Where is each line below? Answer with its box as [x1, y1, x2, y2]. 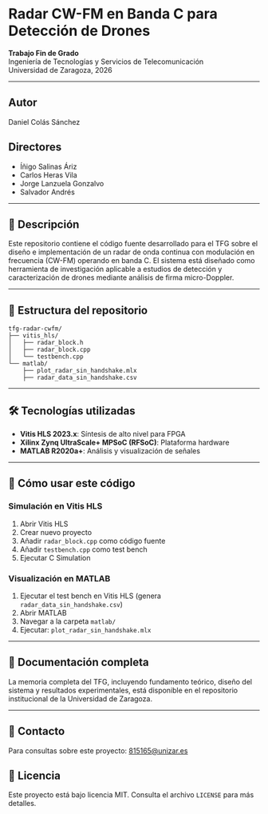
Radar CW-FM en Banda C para [8, 5, 218, 23]
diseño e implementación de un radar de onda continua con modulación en [8, 247, 255, 257]
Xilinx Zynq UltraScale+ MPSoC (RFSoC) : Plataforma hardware [19, 437, 230, 447]
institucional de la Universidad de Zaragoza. [8, 693, 153, 704]
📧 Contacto [8, 724, 65, 738]
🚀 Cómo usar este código [8, 477, 136, 490]
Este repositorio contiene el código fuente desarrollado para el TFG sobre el [8, 239, 258, 249]
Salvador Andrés [19, 187, 76, 197]
